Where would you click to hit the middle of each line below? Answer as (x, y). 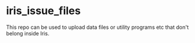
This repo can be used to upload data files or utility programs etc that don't (97, 27)
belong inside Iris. (28, 33)
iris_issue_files (43, 11)
